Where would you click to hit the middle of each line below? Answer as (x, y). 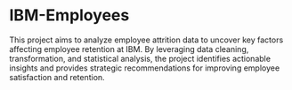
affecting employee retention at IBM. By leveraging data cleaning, (129, 49)
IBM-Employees (69, 15)
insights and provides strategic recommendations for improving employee (145, 68)
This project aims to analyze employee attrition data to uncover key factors (146, 40)
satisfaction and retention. (57, 77)
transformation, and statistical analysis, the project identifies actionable (140, 58)
